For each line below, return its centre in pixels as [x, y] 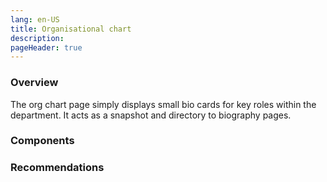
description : [37, 38]
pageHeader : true [46, 47]
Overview [34, 83]
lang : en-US [35, 19]
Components [42, 141]
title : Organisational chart [71, 29]
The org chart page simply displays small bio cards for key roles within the [163, 104]
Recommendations [57, 168]
